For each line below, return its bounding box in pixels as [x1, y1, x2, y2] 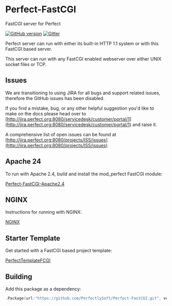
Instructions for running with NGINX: [5, 209, 82, 215]
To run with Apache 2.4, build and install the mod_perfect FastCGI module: [5, 171, 163, 177]
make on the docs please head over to [5, 110, 86, 116]
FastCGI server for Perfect [5, 21, 61, 27]
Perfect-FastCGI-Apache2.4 [5, 180, 65, 187]
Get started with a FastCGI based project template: [5, 248, 113, 254]
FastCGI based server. [5, 46, 52, 52]
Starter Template [5, 234, 60, 242]
